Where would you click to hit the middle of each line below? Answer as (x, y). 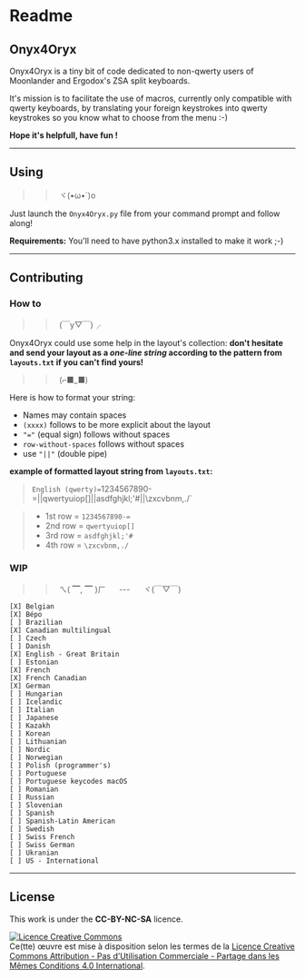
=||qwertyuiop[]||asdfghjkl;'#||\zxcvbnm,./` (112, 498)
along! (21, 222)
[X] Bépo (26, 614)
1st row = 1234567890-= (88, 516)
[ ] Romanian (34, 789)
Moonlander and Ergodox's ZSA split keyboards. (100, 81)
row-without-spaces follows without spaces (103, 444)
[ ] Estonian (34, 662)
